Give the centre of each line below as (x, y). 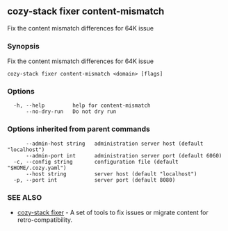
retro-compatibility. (45, 220)
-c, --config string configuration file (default (96, 162)
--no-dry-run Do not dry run (71, 112)
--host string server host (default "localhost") (111, 174)
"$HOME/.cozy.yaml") (37, 168)
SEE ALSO (25, 197)
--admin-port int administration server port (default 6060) (124, 155)
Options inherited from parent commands (79, 129)
